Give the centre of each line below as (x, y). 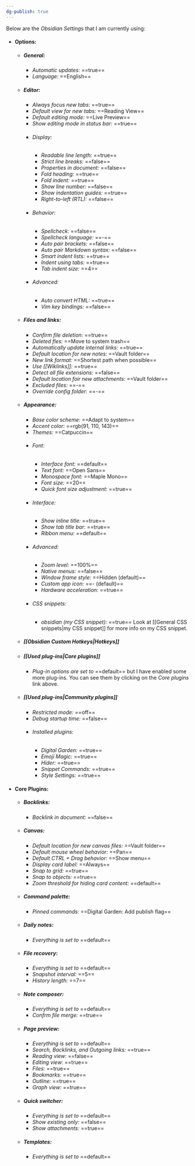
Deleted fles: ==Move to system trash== (81, 341)
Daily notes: (38, 925)
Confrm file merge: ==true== (67, 1015)
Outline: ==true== (54, 1081)
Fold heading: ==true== (70, 174)
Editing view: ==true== (60, 1062)
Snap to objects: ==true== (64, 877)
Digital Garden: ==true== (72, 750)
